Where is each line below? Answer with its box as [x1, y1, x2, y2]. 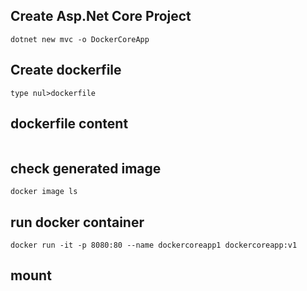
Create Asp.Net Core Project [10, 8, 192, 25]
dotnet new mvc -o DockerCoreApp [10, 34, 150, 44]
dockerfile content [10, 115, 129, 133]
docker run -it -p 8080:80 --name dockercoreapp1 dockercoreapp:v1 [10, 240, 298, 251]
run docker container [10, 214, 145, 231]
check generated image [10, 160, 162, 177]
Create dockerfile [10, 62, 122, 79]
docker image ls [10, 187, 78, 197]
